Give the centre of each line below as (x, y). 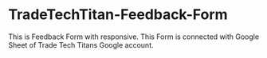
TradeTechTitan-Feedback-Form (118, 15)
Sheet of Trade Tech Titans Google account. (81, 44)
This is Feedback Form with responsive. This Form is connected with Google (134, 37)
